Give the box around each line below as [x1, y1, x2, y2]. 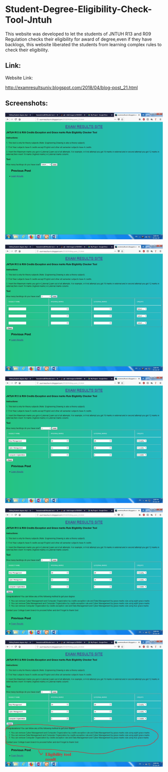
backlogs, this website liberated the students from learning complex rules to [5, 41, 162, 47]
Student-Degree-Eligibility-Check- [5, 4, 152, 15]
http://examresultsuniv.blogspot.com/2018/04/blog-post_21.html [5, 84, 138, 90]
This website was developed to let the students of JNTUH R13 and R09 [5, 31, 151, 37]
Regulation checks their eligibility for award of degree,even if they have [5, 36, 152, 42]
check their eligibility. [5, 47, 49, 53]
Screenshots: [5, 99, 48, 107]
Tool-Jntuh [5, 14, 52, 26]
